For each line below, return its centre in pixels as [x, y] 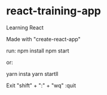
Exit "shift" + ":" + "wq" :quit [41, 85]
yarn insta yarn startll [32, 73]
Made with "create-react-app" [43, 39]
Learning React [25, 27]
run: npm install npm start [38, 50]
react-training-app [54, 11]
